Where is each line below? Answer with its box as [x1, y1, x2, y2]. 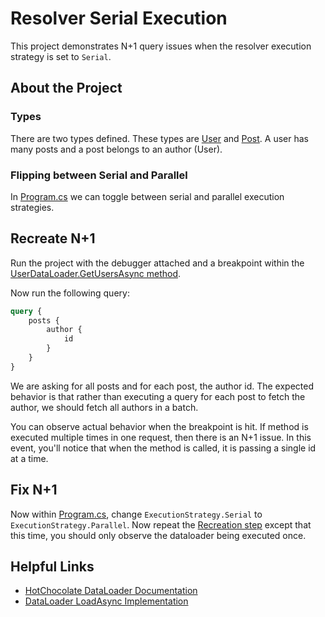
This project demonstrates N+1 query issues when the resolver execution [10, 40, 312, 52]
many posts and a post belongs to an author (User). [10, 143, 223, 155]
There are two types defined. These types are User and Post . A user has [10, 132, 309, 144]
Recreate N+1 [10, 230, 96, 247]
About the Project [10, 80, 123, 97]
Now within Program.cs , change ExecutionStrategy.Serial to [10, 508, 263, 520]
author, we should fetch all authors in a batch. [10, 401, 199, 413]
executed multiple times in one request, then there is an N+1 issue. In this [10, 431, 312, 443]
